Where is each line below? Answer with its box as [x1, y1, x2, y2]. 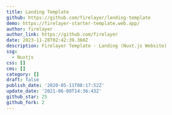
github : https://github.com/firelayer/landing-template [6, 15, 151, 21]
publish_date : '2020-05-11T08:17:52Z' [6, 83, 105, 89]
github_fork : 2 [6, 99, 45, 105]
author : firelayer [6, 26, 53, 32]
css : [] [6, 60, 26, 66]
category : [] [6, 71, 40, 77]
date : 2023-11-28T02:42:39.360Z [6, 37, 88, 43]
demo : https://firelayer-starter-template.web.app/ [6, 20, 140, 26]
